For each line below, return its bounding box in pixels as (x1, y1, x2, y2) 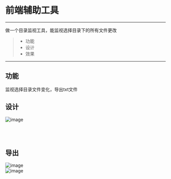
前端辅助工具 (5, 5, 60, 16)
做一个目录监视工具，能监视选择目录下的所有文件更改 (5, 27, 117, 33)
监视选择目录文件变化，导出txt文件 (5, 86, 78, 92)
